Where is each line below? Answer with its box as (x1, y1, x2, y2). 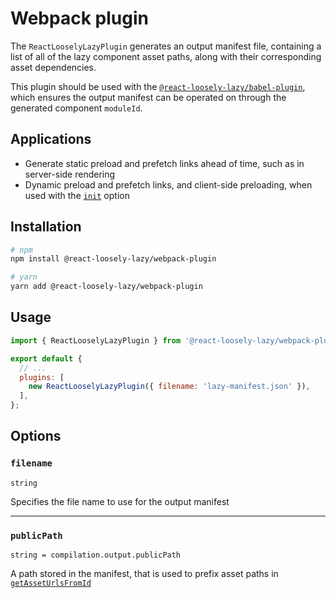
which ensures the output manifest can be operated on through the (10, 91, 287, 103)
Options (10, 428, 62, 445)
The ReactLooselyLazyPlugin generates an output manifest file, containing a (10, 40, 322, 52)
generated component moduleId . (10, 102, 143, 114)
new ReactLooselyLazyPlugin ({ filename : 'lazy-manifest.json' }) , (28, 382, 311, 392)
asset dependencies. (10, 61, 97, 73)
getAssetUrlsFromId (10, 578, 92, 588)
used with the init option (24, 189, 130, 201)
